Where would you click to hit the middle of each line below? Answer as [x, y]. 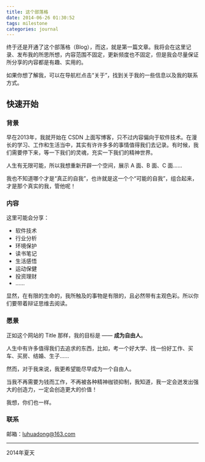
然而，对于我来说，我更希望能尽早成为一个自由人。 [70, 369]
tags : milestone [27, 23]
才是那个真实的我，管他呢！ [41, 186]
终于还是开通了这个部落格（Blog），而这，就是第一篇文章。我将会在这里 [96, 47]
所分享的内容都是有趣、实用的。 [46, 62]
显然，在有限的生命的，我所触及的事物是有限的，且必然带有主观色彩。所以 [100, 296]
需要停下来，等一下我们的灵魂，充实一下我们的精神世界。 [84, 152]
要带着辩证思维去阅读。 [41, 304]
